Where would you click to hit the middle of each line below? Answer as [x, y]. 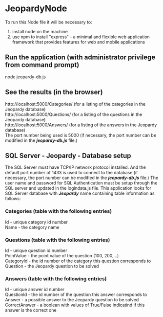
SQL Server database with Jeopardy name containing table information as [80, 193]
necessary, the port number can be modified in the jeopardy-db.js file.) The [82, 178]
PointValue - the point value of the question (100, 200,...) [62, 255]
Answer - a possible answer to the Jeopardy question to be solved [72, 300]
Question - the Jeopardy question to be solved [52, 266]
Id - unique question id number [36, 250]
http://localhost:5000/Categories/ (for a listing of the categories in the [75, 104]
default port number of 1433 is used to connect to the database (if [71, 173]
